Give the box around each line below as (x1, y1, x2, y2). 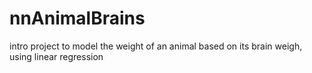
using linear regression (9, 50, 104, 62)
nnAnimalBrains (9, 7, 146, 30)
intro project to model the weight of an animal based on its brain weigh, (9, 40, 303, 52)
